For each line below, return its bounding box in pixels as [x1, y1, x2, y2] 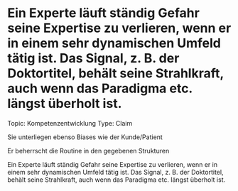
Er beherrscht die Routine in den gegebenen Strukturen [7, 146, 170, 155]
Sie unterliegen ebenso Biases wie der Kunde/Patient [7, 133, 163, 141]
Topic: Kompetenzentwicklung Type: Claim [7, 119, 133, 127]
